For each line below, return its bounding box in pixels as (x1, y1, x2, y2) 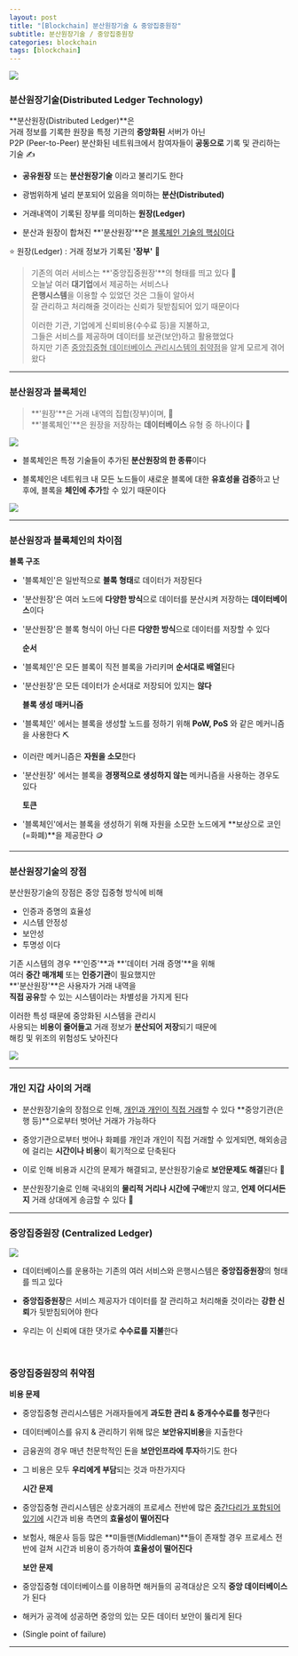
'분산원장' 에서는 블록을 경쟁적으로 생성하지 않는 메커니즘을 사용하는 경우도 (21, 770, 280, 780)
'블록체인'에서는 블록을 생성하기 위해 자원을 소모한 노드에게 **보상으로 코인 (21, 819, 281, 829)
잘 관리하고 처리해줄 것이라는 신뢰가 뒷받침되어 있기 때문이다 (30, 301, 240, 312)
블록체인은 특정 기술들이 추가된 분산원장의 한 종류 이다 (21, 454, 207, 465)
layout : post (9, 12, 58, 22)
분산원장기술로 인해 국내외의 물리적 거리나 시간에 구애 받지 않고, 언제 (21, 1183, 255, 1194)
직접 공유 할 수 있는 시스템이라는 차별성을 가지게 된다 (9, 992, 189, 1003)
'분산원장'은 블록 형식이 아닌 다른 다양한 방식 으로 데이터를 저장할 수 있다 (21, 624, 271, 635)
